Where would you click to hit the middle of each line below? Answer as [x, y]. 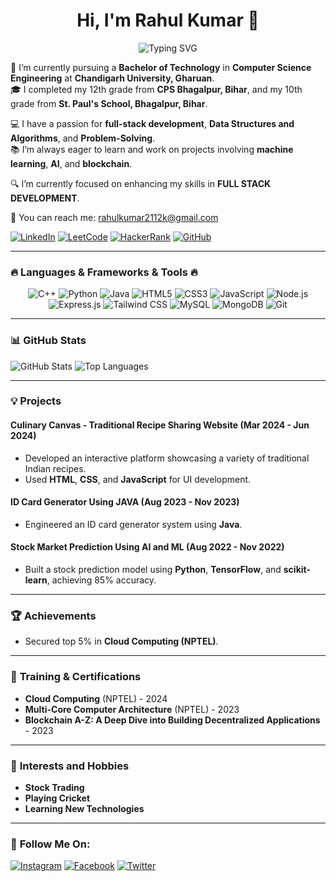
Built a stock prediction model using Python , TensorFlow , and [153, 570]
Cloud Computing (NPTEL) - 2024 [96, 698]
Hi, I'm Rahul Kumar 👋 [168, 20]
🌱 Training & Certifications [76, 677]
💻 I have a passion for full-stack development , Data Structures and [152, 123]
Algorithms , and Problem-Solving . [83, 138]
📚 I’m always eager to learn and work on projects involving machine [152, 149]
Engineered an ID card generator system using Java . [133, 524]
